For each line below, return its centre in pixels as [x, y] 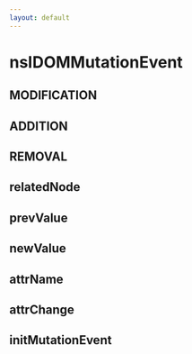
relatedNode [45, 187]
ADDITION [39, 126]
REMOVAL [39, 156]
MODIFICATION [53, 95]
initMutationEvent [61, 340]
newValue [38, 249]
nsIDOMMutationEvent [96, 62]
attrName [37, 279]
